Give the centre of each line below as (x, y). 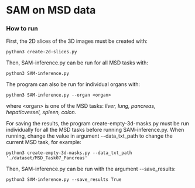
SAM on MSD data (51, 10)
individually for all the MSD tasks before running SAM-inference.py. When (95, 130)
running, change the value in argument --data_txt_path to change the (89, 136)
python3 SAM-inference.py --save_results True (64, 180)
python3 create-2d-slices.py (42, 52)
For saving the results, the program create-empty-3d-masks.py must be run (97, 124)
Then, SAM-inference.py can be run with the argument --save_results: (91, 169)
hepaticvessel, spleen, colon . (41, 112)
